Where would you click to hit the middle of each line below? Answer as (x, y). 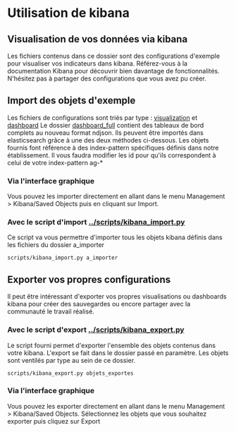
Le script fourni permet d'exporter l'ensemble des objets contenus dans (112, 345)
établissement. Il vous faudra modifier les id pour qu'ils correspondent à (112, 155)
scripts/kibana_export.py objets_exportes (70, 373)
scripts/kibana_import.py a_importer (63, 258)
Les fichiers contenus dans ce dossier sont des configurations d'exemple (114, 56)
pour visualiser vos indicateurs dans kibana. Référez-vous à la (98, 64)
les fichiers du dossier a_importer (56, 245)
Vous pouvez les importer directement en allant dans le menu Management (116, 196)
